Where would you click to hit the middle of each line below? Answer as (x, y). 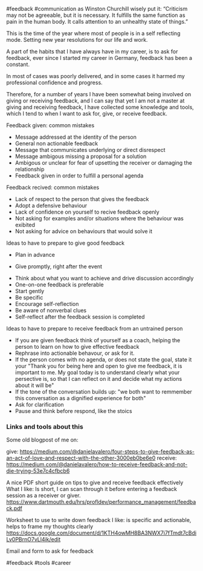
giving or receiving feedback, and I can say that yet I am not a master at (95, 101)
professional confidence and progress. (54, 82)
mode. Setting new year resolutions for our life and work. (77, 40)
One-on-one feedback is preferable (59, 285)
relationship (30, 169)
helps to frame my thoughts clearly (50, 527)
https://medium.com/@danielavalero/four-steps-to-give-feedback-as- (107, 452)
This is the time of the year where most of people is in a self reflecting (93, 33)
